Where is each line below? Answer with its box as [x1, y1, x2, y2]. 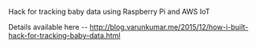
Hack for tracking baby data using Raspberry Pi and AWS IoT [8, 7, 211, 16]
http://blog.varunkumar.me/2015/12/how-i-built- [89, 22, 249, 31]
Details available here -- [8, 22, 89, 31]
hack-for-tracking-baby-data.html [8, 31, 121, 40]
